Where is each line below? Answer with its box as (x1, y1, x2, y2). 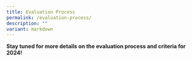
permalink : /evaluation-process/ (6, 15, 92, 21)
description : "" (6, 20, 48, 26)
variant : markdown (6, 26, 53, 32)
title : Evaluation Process (6, 9, 75, 15)
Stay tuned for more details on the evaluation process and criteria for (6, 43, 186, 50)
